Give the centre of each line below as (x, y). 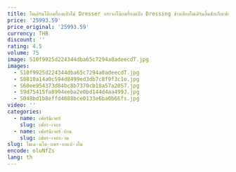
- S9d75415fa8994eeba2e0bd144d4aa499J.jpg (77, 92)
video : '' (22, 105)
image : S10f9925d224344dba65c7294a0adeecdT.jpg (78, 60)
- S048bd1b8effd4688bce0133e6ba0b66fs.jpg (77, 99)
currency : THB (28, 33)
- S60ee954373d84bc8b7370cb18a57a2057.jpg (77, 86)
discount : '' (26, 40)
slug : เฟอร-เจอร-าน (45, 138)
